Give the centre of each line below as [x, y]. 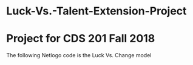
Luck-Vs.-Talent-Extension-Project [96, 11]
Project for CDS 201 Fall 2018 [81, 39]
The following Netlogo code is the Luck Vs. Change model [79, 55]
